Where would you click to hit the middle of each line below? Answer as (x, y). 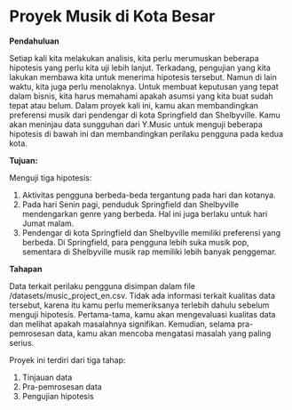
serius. (22, 342)
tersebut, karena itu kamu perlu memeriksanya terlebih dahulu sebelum (139, 305)
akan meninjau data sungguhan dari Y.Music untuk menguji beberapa (136, 124)
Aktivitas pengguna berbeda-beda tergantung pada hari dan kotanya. (149, 195)
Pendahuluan (34, 41)
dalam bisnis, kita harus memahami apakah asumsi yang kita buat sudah (141, 96)
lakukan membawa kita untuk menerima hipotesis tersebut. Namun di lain (143, 76)
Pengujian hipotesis (58, 396)
